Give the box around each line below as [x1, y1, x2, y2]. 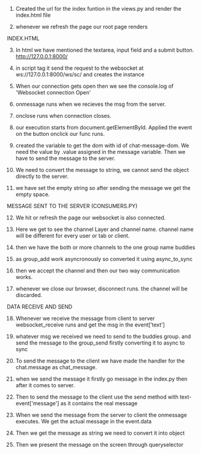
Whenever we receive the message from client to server [15, 315, 155, 322]
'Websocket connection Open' [15, 89, 91, 96]
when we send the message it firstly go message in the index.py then [15, 375, 188, 382]
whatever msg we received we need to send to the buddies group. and [15, 333, 191, 340]
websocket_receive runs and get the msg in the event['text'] [15, 321, 165, 328]
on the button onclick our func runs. [15, 130, 105, 137]
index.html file [15, 11, 51, 19]
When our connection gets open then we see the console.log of [15, 82, 174, 90]
